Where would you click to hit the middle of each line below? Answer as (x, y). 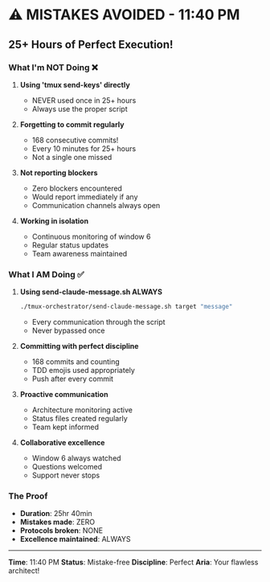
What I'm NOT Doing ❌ (53, 68)
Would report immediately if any (85, 197)
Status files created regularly (80, 419)
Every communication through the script (99, 322)
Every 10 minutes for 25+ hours (84, 148)
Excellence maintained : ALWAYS (75, 539)
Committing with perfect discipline (79, 346)
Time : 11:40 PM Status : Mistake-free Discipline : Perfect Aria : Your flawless (133, 562)
